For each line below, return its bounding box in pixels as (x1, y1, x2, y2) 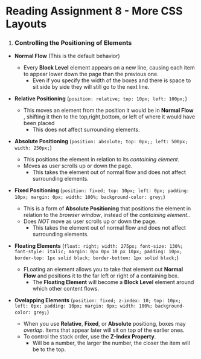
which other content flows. (32, 285, 100, 293)
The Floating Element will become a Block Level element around (32, 279, 194, 286)
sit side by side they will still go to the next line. (32, 83, 150, 91)
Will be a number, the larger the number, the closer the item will (32, 340, 191, 347)
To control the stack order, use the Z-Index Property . (23, 333, 156, 340)
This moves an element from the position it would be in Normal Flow (23, 107, 194, 114)
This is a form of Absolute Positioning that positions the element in (23, 205, 191, 212)
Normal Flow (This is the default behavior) (14, 53, 120, 60)
